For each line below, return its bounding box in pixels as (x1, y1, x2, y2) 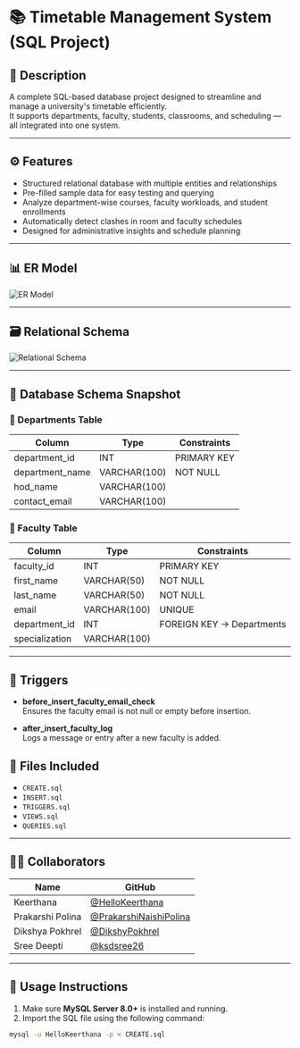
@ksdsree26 (90, 939, 145, 952)
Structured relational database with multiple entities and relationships (21, 178, 278, 189)
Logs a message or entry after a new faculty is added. (21, 733, 221, 743)
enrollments (21, 206, 66, 217)
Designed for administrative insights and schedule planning (21, 225, 241, 236)
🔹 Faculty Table (9, 522, 78, 534)
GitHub (124, 881, 156, 893)
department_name (13, 466, 91, 479)
